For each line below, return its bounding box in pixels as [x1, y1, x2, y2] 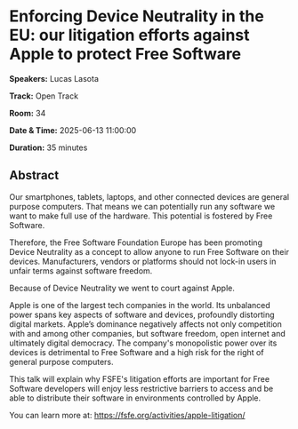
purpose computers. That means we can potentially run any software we [9, 201, 276, 211]
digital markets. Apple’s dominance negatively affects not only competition [9, 318, 282, 330]
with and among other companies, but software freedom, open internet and [9, 328, 286, 338]
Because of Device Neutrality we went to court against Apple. [9, 282, 236, 293]
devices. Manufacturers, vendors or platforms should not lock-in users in [9, 256, 277, 266]
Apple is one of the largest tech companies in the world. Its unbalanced [9, 299, 271, 310]
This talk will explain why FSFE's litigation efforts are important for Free [9, 373, 270, 384]
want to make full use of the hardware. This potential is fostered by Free [9, 211, 273, 221]
